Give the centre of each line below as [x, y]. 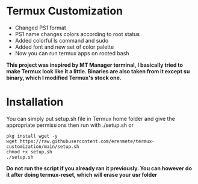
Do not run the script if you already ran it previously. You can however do [99, 168]
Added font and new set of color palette [64, 47]
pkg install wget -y [32, 136]
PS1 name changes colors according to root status [77, 34]
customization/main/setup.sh [43, 146]
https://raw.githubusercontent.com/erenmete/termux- [87, 141]
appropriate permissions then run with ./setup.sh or [70, 125]
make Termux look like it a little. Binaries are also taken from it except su [98, 71]
